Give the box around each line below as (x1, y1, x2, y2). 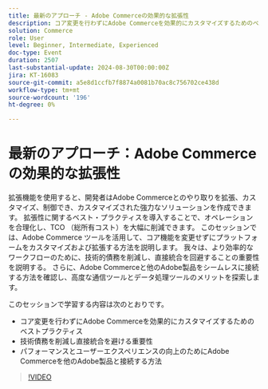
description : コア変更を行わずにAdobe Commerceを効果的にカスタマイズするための (8, 19, 254, 27)
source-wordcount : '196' (8, 93, 91, 101)
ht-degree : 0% (8, 101, 56, 109)
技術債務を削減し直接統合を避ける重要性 (19, 336, 153, 346)
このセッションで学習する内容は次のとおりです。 (8, 300, 169, 309)
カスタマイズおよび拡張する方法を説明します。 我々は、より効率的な (29, 243, 254, 252)
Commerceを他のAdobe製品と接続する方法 (19, 356, 162, 366)
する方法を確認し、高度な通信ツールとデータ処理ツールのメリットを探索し (8, 272, 253, 282)
